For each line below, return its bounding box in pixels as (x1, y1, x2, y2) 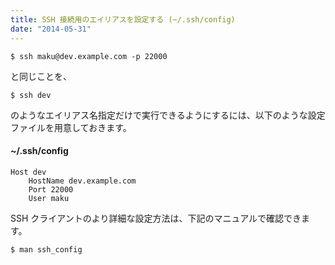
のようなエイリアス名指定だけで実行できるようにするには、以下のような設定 (10, 109, 326, 121)
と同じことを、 (10, 70, 72, 82)
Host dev (10, 167, 47, 177)
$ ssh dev (10, 90, 52, 100)
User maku (28, 193, 70, 203)
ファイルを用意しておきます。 (10, 121, 132, 133)
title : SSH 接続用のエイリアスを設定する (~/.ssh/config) (10, 14, 236, 25)
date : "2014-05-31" (10, 24, 92, 34)
